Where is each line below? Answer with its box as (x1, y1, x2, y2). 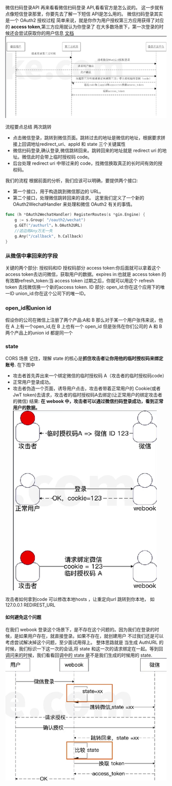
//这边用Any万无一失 (14, 228, 53, 234)
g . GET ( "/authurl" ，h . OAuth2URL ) (14, 223, 83, 228)
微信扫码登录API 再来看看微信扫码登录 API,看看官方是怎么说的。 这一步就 (5, 5, 160, 10)
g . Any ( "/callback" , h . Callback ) (14, 233, 83, 239)
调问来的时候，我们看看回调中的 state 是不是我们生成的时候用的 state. (5, 652, 153, 658)
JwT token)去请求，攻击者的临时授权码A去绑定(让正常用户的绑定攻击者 (12, 391, 163, 398)
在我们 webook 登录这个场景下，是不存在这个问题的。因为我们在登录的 (5, 626, 155, 632)
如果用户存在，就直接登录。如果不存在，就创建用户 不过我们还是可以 (18, 632, 164, 639)
